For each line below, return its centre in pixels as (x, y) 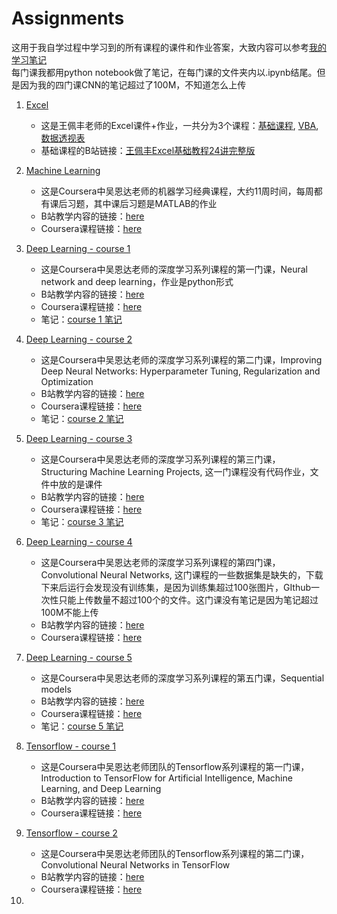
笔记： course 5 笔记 (82, 726)
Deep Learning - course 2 (79, 339)
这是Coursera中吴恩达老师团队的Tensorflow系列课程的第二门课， (175, 853)
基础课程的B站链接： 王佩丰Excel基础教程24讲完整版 (148, 150)
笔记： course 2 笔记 (82, 418)
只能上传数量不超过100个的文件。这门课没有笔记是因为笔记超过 (188, 599)
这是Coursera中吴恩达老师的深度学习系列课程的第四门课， (160, 562)
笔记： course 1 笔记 (81, 319)
